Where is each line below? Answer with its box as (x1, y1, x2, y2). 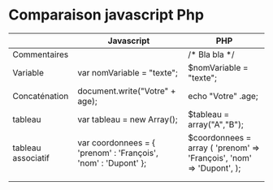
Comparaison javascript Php (8, 6, 205, 24)
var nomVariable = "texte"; (76, 67, 179, 78)
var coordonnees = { (76, 136, 156, 148)
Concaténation (12, 90, 69, 101)
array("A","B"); (188, 119, 244, 130)
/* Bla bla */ (188, 49, 235, 60)
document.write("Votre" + (76, 85, 176, 97)
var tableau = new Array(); (76, 114, 178, 125)
